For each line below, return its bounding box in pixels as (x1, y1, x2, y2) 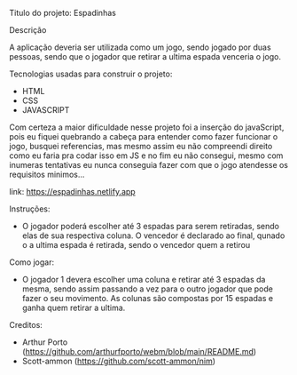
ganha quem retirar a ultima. (21, 302, 126, 313)
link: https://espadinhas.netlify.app (9, 187, 136, 196)
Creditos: (9, 320, 43, 330)
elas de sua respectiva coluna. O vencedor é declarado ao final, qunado (21, 230, 285, 241)
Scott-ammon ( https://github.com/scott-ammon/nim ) (21, 355, 215, 366)
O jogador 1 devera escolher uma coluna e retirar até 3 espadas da (21, 275, 266, 284)
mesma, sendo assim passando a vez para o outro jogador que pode (21, 283, 273, 294)
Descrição (9, 25, 47, 35)
